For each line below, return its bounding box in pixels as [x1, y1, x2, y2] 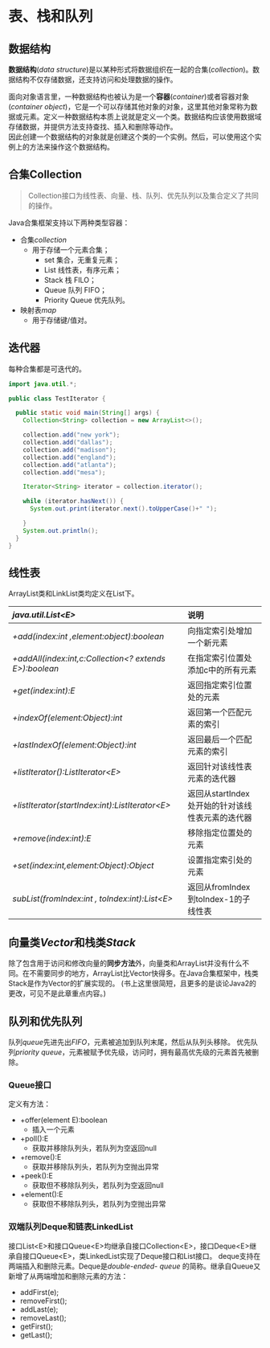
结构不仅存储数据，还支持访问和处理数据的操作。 [14, 75, 178, 84]
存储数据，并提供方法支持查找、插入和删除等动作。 [8, 122, 178, 131]
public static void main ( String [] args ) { [15, 409, 160, 417]
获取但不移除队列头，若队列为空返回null [31, 1181, 164, 1190]
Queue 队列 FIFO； [43, 285, 107, 294]
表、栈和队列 [8, 7, 94, 26]
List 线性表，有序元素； [43, 264, 122, 274]
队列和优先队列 [8, 1014, 83, 1028]
